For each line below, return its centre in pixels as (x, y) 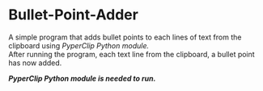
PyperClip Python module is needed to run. (82, 78)
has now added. (35, 63)
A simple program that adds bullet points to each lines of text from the (125, 37)
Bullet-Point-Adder (74, 15)
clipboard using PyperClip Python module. (79, 45)
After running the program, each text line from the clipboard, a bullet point (131, 54)
